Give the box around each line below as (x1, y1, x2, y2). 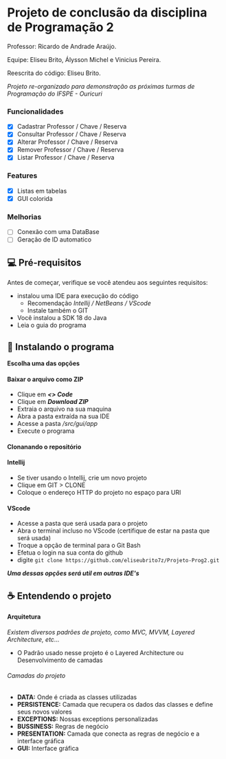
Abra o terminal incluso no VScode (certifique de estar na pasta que (16, 526, 210, 535)
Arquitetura (7, 612, 41, 621)
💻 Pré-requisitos (7, 257, 82, 268)
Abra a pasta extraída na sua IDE (16, 412, 110, 420)
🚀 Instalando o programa (7, 341, 115, 352)
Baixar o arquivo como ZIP (7, 375, 84, 383)
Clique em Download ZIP (16, 398, 89, 406)
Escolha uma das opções (7, 359, 80, 367)
